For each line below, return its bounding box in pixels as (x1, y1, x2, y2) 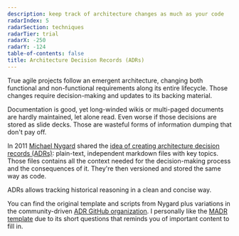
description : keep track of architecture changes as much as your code (7, 10, 224, 18)
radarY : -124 (7, 43, 46, 50)
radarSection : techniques (7, 23, 84, 31)
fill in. (7, 222, 23, 230)
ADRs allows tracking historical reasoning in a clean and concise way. (7, 186, 212, 194)
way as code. (7, 171, 47, 180)
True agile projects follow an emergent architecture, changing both (7, 76, 203, 85)
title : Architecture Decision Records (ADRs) (7, 57, 144, 64)
